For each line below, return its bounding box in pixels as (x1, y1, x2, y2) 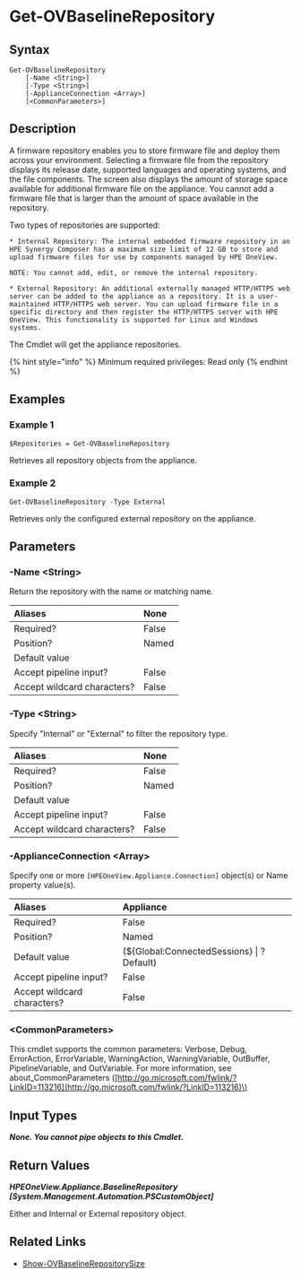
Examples (9, 392, 65, 407)
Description (9, 121, 76, 136)
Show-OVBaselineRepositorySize (21, 1257, 145, 1269)
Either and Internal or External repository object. (9, 1208, 186, 1219)
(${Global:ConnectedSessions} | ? (122, 946, 266, 958)
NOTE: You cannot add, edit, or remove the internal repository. (9, 268, 258, 277)
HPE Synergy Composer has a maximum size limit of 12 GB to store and (9, 245, 279, 254)
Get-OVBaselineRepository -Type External (9, 497, 167, 506)
